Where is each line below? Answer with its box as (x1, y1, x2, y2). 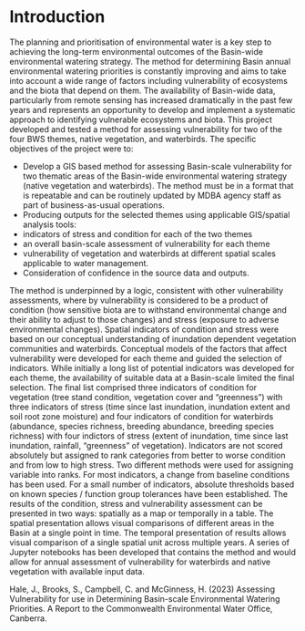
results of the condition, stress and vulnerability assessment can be (9, 498, 263, 509)
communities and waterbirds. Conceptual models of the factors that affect (9, 343, 288, 354)
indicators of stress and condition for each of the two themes (22, 228, 253, 239)
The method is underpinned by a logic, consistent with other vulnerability (9, 284, 284, 295)
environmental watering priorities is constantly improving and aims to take (9, 66, 287, 77)
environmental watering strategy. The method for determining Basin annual (9, 56, 291, 67)
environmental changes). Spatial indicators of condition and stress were (9, 324, 280, 335)
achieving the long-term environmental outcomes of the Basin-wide (9, 46, 264, 57)
